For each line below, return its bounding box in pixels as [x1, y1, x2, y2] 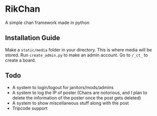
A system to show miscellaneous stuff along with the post [12, 100, 129, 106]
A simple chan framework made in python [5, 20, 90, 25]
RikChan [5, 3, 41, 15]
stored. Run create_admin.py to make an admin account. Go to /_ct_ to [5, 52, 148, 58]
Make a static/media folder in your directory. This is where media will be [5, 46, 152, 52]
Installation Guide [5, 34, 60, 42]
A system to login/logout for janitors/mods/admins [12, 84, 114, 90]
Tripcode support [12, 105, 48, 111]
